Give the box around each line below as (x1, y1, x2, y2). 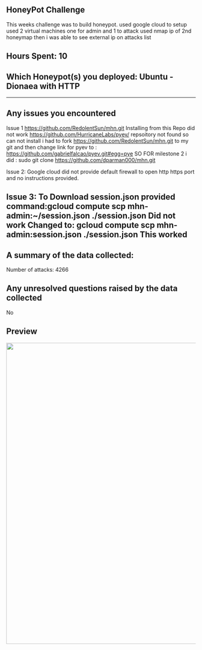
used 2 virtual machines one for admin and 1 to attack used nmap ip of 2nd (6, 27, 192, 34)
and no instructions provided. (6, 174, 79, 181)
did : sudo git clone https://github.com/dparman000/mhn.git (6, 156, 156, 163)
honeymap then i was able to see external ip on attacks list (6, 33, 151, 41)
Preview (6, 327, 38, 337)
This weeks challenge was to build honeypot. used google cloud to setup (6, 20, 188, 28)
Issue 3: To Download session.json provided (6, 192, 176, 202)
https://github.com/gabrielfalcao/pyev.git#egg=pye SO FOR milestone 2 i (6, 150, 188, 157)
